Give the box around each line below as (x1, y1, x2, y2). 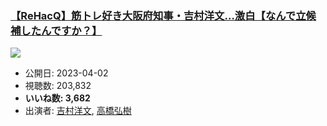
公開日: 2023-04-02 (24, 67, 109, 79)
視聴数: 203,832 (24, 80, 92, 92)
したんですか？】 (20, 23, 103, 37)
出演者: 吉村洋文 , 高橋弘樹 (24, 105, 132, 117)
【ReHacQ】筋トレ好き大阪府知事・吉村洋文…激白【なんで (10, 8, 297, 22)
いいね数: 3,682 (24, 92, 91, 104)
